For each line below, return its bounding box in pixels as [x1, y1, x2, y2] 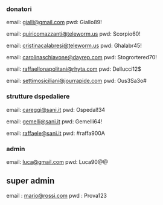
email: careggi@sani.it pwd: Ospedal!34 [6, 106, 106, 113]
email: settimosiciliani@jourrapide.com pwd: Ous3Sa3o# [6, 77, 147, 85]
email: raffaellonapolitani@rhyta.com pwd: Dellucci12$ [6, 65, 142, 73]
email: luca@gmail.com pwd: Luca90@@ [6, 158, 109, 165]
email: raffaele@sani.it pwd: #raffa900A [6, 129, 106, 137]
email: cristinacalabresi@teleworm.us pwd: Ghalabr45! [6, 42, 142, 50]
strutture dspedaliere [6, 93, 70, 101]
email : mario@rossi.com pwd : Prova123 [6, 192, 107, 199]
